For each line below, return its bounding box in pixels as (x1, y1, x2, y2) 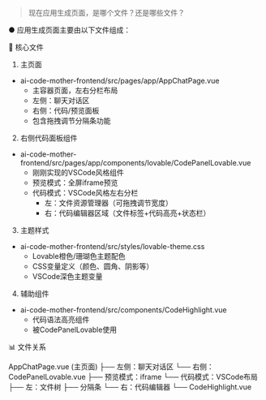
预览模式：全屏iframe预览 (32, 178, 118, 187)
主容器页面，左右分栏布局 (32, 85, 118, 95)
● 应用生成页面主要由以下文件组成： (8, 25, 131, 35)
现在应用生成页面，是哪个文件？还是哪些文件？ (28, 8, 185, 17)
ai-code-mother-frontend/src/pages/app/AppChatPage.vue (19, 76, 220, 85)
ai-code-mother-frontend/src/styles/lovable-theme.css (19, 242, 205, 251)
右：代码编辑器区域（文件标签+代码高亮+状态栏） (44, 209, 211, 217)
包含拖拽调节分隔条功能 (32, 116, 111, 125)
